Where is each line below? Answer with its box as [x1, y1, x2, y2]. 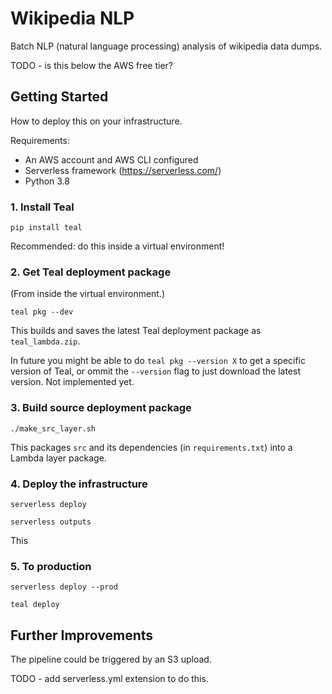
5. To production [10, 559, 92, 573]
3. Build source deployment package [10, 401, 192, 415]
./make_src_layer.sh [10, 423, 97, 434]
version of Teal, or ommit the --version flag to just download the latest [10, 365, 301, 377]
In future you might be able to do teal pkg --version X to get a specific [10, 355, 307, 367]
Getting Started [10, 88, 109, 106]
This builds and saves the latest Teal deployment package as [10, 325, 262, 337]
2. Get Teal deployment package [10, 265, 172, 279]
